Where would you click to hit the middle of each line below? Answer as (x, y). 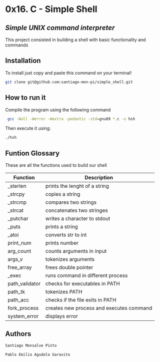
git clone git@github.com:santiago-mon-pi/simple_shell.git (69, 82)
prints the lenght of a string (77, 186)
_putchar (18, 219)
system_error (23, 316)
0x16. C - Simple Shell (51, 9)
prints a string (62, 227)
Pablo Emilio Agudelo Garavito (38, 354)
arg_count (19, 251)
